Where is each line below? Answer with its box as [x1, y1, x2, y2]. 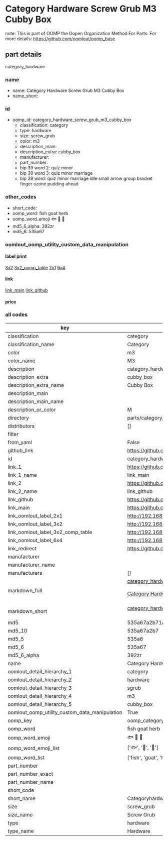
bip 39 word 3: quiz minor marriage [19, 170, 93, 176]
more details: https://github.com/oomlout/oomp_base [5, 36, 115, 42]
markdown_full [7, 587, 42, 594]
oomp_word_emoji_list [7, 745, 60, 752]
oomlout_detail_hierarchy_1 [7, 668, 72, 675]
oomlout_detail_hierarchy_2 [7, 676, 72, 683]
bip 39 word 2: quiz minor [19, 165, 73, 171]
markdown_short [7, 607, 47, 614]
